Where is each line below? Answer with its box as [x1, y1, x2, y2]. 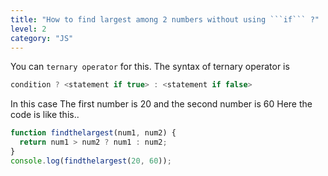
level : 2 [10, 24, 47, 34]
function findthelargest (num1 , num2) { [10, 128, 177, 138]
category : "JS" [10, 33, 74, 43]
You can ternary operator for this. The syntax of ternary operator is [10, 61, 290, 73]
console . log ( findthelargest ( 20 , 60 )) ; [10, 156, 172, 166]
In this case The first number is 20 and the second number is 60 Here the [10, 98, 313, 110]
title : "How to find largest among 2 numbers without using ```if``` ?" [10, 14, 320, 25]
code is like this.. [10, 109, 80, 121]
